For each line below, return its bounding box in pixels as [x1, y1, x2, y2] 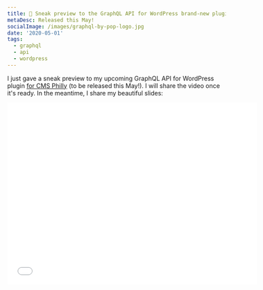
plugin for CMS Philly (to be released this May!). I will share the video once [7, 81, 221, 90]
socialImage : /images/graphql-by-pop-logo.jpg [7, 23, 144, 30]
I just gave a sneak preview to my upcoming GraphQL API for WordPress [7, 74, 214, 82]
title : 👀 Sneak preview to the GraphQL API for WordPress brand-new [7, 10, 210, 17]
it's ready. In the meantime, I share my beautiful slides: [7, 89, 163, 97]
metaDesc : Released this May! [7, 17, 95, 24]
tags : [7, 36, 23, 43]
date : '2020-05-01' [7, 29, 64, 37]
